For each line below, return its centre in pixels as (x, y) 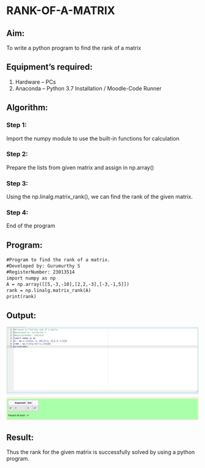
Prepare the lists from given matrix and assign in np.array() (80, 167)
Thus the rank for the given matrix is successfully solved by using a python (101, 452)
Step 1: (16, 125)
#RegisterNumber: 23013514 (41, 272)
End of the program (31, 226)
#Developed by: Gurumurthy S (43, 266)
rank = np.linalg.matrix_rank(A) (49, 291)
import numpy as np (31, 278)
